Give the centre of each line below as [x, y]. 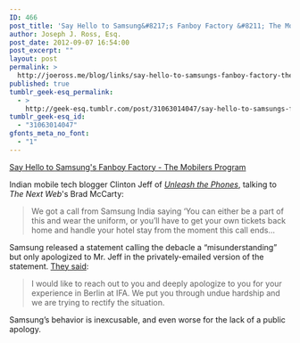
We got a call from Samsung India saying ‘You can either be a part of [157, 211]
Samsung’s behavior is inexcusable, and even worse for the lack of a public [147, 319]
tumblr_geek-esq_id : [48, 117]
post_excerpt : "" [42, 51]
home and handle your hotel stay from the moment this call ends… [153, 230]
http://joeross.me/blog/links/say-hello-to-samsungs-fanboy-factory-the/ [157, 76]
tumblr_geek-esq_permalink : [62, 92]
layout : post [33, 59]
